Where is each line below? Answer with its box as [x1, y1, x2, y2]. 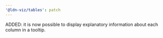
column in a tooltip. [5, 26, 46, 33]
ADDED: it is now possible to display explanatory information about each [5, 21, 158, 27]
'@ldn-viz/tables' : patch [5, 7, 60, 13]
